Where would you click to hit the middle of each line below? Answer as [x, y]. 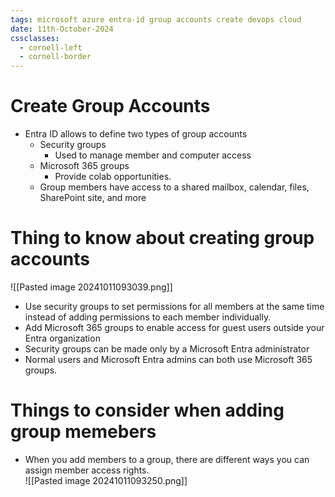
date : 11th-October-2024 [62, 29]
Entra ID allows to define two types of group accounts [136, 134]
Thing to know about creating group [162, 238]
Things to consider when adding [147, 410]
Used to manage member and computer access [153, 155]
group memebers [83, 432]
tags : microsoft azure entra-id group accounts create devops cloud [156, 19]
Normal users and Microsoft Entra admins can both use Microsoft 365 [168, 359]
